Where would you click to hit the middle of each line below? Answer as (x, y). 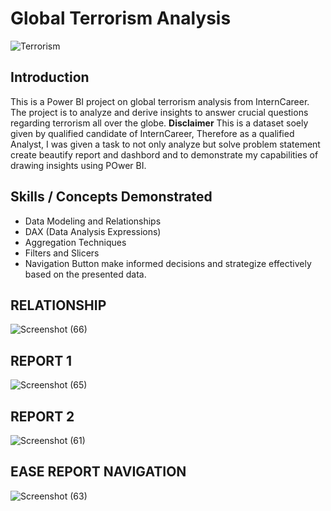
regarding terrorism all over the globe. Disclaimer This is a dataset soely (159, 123)
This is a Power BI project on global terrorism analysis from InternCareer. (160, 101)
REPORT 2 (42, 416)
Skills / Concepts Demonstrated (111, 197)
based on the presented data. (85, 274)
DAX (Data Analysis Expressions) (93, 231)
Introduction (50, 77)
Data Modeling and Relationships (93, 221)
